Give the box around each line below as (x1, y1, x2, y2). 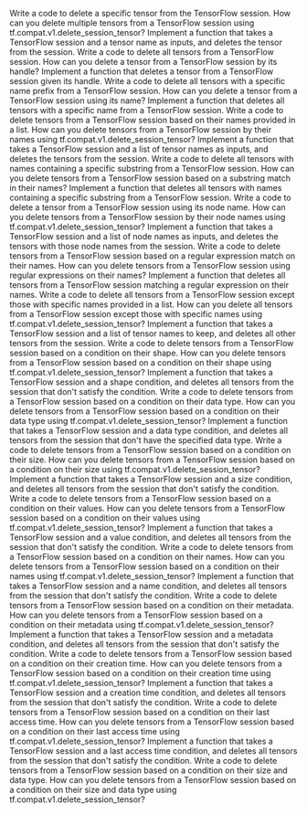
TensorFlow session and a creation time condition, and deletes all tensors (9, 687, 286, 698)
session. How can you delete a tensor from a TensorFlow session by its (9, 57, 278, 67)
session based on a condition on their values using (9, 513, 201, 523)
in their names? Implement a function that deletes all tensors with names (9, 183, 282, 193)
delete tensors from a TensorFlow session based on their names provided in (9, 114, 296, 125)
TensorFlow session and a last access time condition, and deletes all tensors (9, 745, 298, 756)
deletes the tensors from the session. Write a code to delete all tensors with (9, 153, 294, 164)
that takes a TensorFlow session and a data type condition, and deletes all (9, 425, 289, 436)
